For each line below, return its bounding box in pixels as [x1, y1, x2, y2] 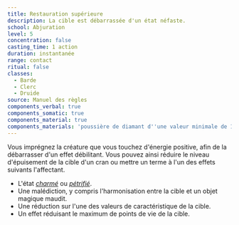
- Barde [14, 76, 37, 84]
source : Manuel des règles [7, 97, 87, 104]
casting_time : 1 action [7, 43, 78, 51]
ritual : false [7, 63, 50, 70]
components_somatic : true [7, 110, 84, 117]
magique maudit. [17, 194, 68, 203]
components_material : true [7, 116, 87, 123]
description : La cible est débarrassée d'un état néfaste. [7, 17, 186, 24]
